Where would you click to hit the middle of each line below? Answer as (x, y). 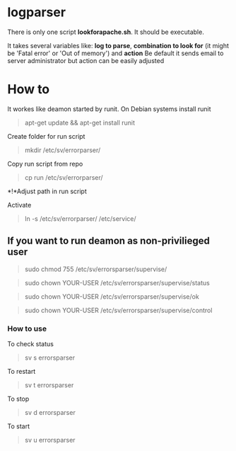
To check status (31, 343)
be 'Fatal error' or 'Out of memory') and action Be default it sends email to (116, 53)
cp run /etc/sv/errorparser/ (64, 177)
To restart (22, 371)
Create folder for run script (46, 136)
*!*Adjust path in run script (47, 191)
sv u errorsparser (50, 440)
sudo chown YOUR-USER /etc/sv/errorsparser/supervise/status (117, 282)
